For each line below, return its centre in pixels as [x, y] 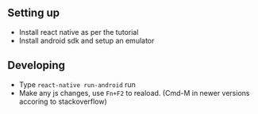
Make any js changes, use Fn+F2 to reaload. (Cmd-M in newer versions [134, 93]
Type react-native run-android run [77, 84]
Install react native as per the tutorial [79, 32]
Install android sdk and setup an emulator [87, 40]
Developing [36, 65]
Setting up [34, 13]
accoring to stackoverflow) [63, 101]
